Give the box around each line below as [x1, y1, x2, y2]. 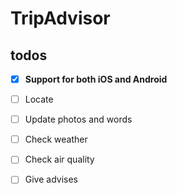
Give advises [24, 173, 79, 186]
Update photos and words [24, 113, 133, 126]
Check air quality [24, 153, 95, 166]
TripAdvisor [10, 7, 111, 30]
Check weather [24, 133, 88, 146]
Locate [24, 93, 54, 106]
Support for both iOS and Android [24, 73, 168, 85]
